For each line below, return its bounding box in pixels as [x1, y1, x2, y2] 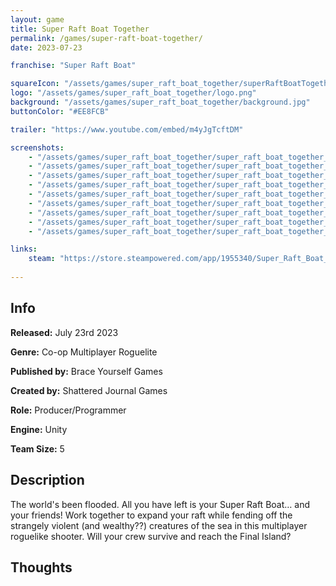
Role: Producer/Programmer [10, 404, 127, 416]
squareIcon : [10, 79, 60, 89]
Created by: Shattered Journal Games [10, 384, 168, 396]
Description [10, 472, 85, 489]
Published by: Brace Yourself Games [10, 365, 163, 377]
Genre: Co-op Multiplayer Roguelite [10, 346, 158, 358]
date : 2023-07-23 [10, 42, 83, 53]
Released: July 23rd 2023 [10, 326, 119, 338]
